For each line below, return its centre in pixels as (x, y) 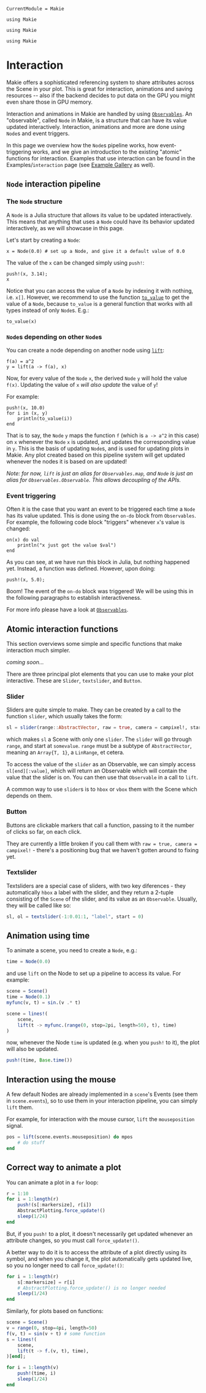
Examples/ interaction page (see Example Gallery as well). (81, 165)
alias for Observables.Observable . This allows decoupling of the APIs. (94, 479)
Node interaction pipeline (54, 184)
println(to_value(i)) (45, 418)
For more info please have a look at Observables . (67, 610)
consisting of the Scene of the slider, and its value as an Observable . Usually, (102, 899)
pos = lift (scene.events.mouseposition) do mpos (70, 1137)
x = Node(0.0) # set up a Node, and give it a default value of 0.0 (96, 251)
